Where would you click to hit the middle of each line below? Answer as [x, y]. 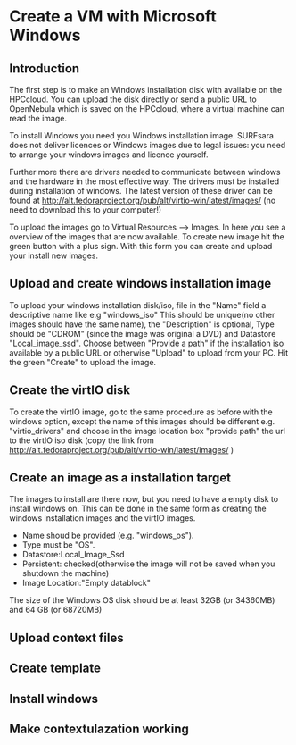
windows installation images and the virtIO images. [103, 518]
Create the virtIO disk [70, 390]
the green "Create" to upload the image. [83, 362]
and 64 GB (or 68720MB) [56, 610]
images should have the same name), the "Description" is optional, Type [142, 324]
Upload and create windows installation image [140, 284]
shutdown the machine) [66, 573]
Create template [55, 669]
